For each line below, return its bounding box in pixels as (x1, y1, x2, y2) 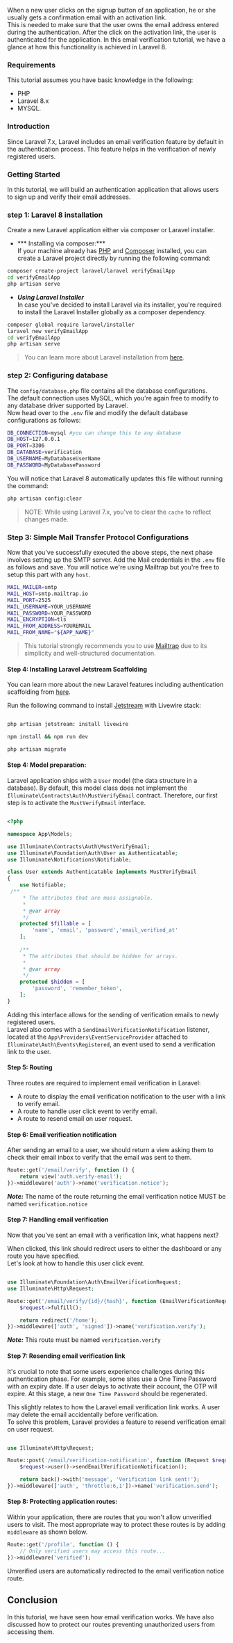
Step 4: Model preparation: (7, 761, 87, 769)
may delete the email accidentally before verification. (7, 1410, 159, 1418)
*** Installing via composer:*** (17, 239, 106, 248)
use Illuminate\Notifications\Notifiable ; (7, 856, 132, 863)
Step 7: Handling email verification (7, 1215, 109, 1224)
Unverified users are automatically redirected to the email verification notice (7, 1567, 225, 1575)
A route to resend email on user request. (17, 1115, 133, 1123)
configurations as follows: (7, 416, 81, 424)
